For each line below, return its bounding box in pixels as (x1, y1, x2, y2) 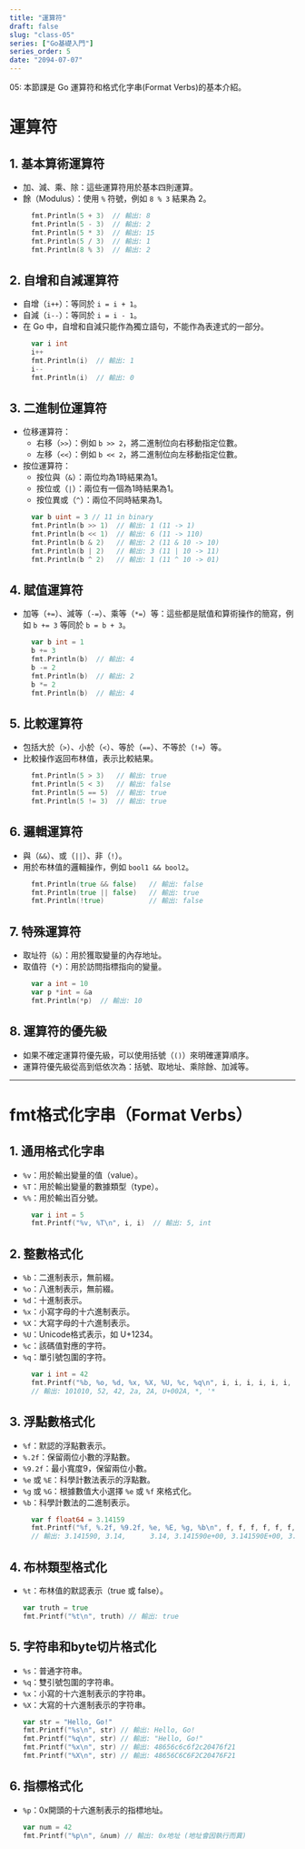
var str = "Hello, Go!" (22, 1717, 113, 1726)
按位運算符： (22, 460, 71, 471)
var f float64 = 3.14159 (31, 1515, 125, 1524)
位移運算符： (22, 427, 71, 437)
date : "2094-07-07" (9, 55, 84, 65)
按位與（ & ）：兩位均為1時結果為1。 (35, 472, 163, 483)
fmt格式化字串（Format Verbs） (9, 1104, 252, 1125)
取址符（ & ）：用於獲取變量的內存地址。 (22, 950, 166, 960)
